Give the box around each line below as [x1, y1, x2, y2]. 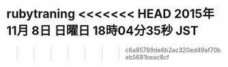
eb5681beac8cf [125, 53, 170, 61]
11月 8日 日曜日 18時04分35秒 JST [6, 23, 199, 39]
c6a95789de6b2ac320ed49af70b [125, 45, 221, 54]
